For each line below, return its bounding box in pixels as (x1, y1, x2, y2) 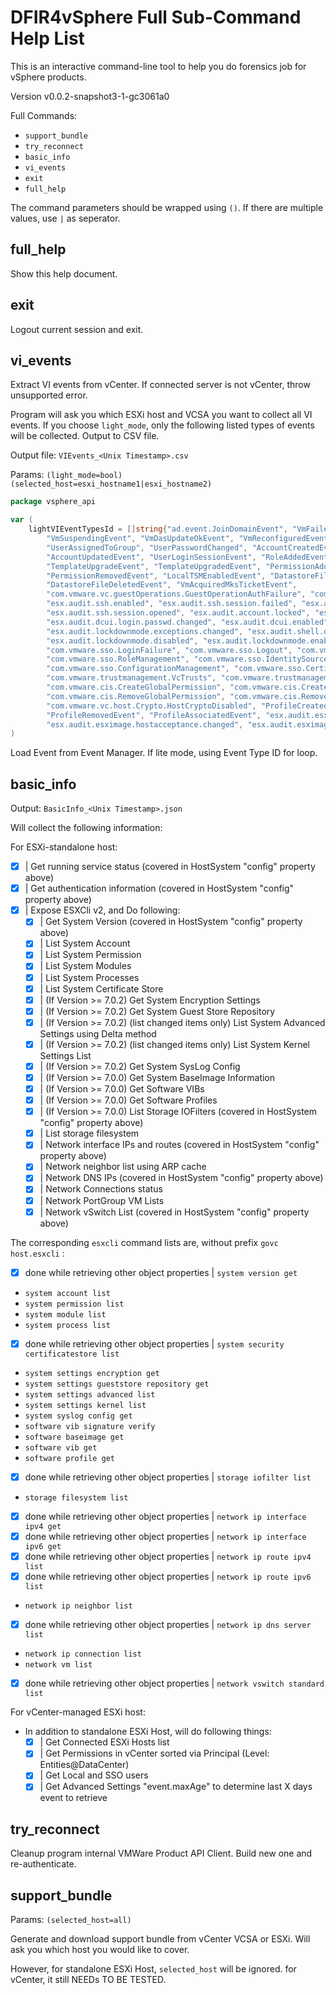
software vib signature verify (24, 1421, 156, 1431)
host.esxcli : (10, 1247, 65, 1259)
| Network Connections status (39, 1183, 163, 1195)
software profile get (24, 1453, 115, 1463)
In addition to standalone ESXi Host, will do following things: (24, 1726, 272, 1738)
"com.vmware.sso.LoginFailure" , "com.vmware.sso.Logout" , (46, 645, 293, 655)
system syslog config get (24, 1411, 133, 1421)
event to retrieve (39, 1792, 108, 1804)
